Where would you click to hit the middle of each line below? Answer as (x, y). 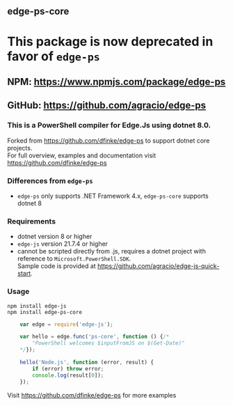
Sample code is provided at (56, 266)
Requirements (32, 221)
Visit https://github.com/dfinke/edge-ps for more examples (92, 395)
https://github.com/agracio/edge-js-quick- (158, 266)
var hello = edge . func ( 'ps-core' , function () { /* (95, 337)
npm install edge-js (37, 306)
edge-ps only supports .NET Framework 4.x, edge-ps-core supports (113, 196)
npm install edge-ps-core (45, 312)
